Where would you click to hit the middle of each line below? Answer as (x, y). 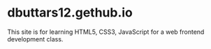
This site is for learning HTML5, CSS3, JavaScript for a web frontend (106, 32)
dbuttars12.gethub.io (70, 13)
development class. (35, 39)
